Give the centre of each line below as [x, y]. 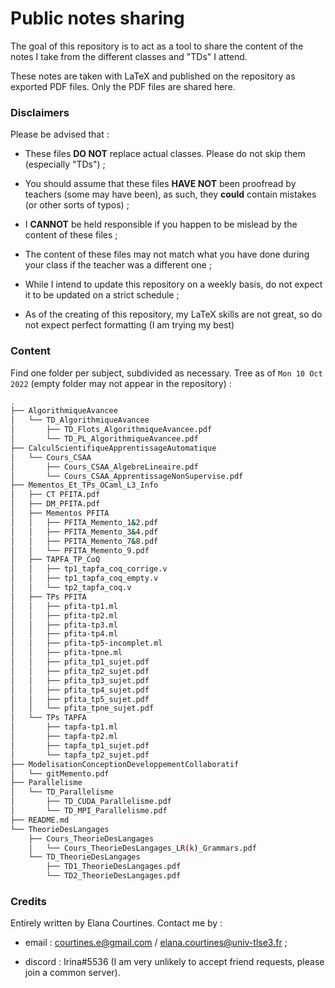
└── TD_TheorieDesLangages [84, 857]
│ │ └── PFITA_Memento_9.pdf [80, 550]
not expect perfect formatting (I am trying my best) [129, 325]
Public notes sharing [97, 18]
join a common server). [72, 973]
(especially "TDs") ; [65, 164]
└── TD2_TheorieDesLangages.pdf [114, 876]
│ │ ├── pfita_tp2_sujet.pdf [80, 671]
